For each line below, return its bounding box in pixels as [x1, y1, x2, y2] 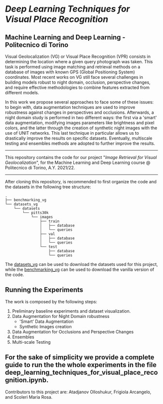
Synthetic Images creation [19, 323, 72, 329]
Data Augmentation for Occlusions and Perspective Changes [12, 329, 134, 334]
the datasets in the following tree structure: [5, 184, 91, 190]
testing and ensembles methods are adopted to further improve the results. [5, 141, 155, 146]
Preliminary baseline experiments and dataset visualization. [12, 308, 131, 314]
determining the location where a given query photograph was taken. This [5, 59, 153, 64]
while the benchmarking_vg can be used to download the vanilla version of [5, 266, 154, 272]
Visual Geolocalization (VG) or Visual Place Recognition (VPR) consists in [5, 53, 151, 59]
